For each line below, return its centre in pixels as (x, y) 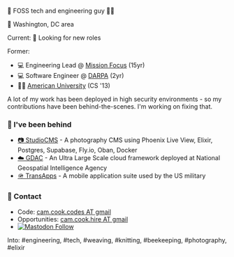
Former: (19, 51)
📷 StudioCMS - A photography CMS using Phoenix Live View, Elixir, (115, 140)
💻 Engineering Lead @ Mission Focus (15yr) (81, 65)
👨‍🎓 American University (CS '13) (64, 86)
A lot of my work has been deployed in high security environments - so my (115, 99)
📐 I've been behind (39, 124)
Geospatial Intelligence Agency (62, 168)
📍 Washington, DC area (41, 24)
